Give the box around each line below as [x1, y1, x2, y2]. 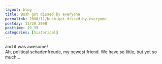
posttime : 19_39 [5, 26, 38, 31]
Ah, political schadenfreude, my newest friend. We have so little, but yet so [5, 49, 157, 55]
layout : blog [5, 7, 32, 12]
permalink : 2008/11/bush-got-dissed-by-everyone [5, 16, 107, 21]
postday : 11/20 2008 [5, 21, 48, 26]
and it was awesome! [5, 44, 48, 49]
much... [5, 54, 21, 60]
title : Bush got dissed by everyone [5, 12, 80, 17]
